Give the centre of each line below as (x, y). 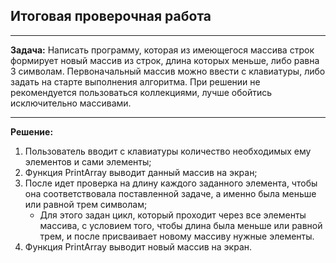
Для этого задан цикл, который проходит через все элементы (173, 215)
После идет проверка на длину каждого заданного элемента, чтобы (171, 183)
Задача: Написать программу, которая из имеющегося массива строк (162, 50)
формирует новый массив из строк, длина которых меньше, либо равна (165, 60)
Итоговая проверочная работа (111, 16)
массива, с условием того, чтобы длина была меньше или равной (181, 225)
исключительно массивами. (71, 103)
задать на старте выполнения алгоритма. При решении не (135, 81)
